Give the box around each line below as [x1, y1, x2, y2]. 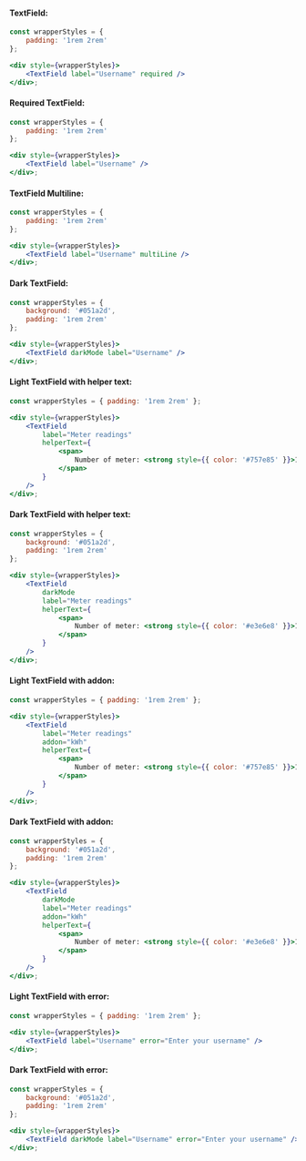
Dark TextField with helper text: [9, 509, 131, 520]
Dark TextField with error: [9, 1064, 109, 1075]
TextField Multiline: [9, 188, 85, 199]
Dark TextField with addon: [9, 816, 114, 828]
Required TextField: [9, 97, 85, 108]
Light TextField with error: [9, 991, 110, 1002]
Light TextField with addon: [9, 675, 116, 687]
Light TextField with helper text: [9, 376, 132, 387]
